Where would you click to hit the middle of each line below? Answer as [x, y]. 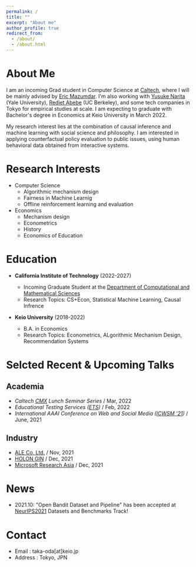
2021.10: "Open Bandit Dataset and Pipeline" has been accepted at [95, 505]
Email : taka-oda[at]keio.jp [46, 551]
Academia [25, 387]
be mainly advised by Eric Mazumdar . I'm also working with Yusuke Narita [96, 96]
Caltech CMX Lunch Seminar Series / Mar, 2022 [73, 401]
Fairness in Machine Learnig [58, 197]
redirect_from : [25, 34]
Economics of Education [53, 235]
